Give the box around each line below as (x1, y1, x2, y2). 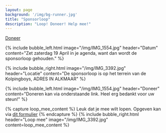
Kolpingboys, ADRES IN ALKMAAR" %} (5, 76, 87, 82)
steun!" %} (5, 96, 28, 102)
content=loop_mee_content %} (5, 122, 69, 128)
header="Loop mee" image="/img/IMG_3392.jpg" (5, 116, 108, 123)
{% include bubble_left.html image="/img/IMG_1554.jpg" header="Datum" (5, 45, 158, 51)
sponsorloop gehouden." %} (5, 56, 64, 62)
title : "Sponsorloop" (5, 17, 51, 22)
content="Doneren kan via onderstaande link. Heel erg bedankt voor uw (5, 91, 154, 97)
